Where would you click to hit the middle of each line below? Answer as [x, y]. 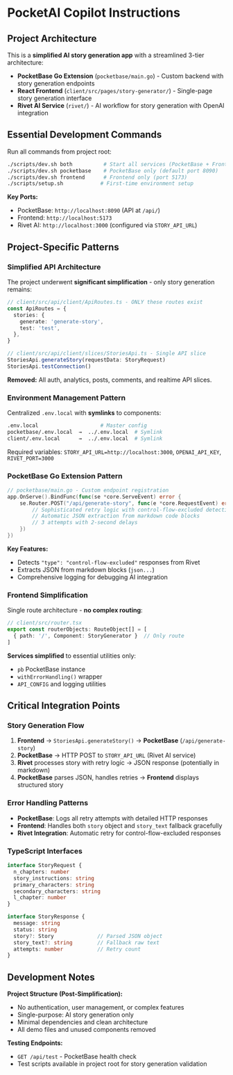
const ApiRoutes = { [37, 308]
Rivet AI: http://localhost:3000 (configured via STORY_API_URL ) [107, 225]
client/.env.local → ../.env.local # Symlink [85, 438]
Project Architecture [52, 39]
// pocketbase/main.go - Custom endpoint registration [88, 490]
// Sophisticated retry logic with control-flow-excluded [118, 510]
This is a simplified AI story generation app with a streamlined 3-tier [106, 55]
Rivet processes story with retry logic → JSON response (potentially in [118, 763]
